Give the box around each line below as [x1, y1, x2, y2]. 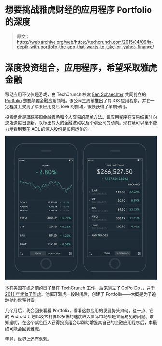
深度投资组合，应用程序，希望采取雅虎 [5, 62, 158, 74]
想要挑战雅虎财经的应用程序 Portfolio [5, 4, 152, 15]
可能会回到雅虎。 [9, 325, 43, 331]
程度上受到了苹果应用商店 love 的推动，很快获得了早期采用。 [9, 104, 130, 109]
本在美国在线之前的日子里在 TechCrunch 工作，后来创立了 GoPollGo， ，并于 [5, 285, 155, 291]
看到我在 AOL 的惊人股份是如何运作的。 [13, 126, 92, 132]
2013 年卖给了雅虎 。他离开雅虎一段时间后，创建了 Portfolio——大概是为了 [5, 291, 152, 297]
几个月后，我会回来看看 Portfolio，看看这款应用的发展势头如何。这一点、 [5, 307, 150, 313]
